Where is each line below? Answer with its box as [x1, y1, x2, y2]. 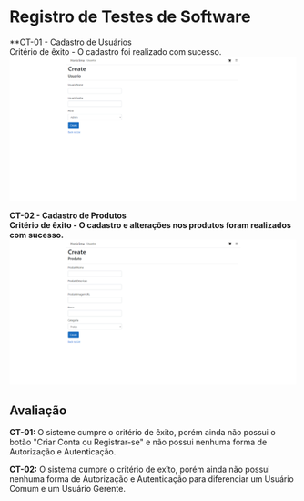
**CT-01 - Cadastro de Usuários [9, 37, 132, 47]
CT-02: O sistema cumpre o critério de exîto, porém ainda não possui [9, 464, 270, 475]
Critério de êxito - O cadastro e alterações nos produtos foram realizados [9, 220, 291, 231]
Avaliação [9, 402, 67, 418]
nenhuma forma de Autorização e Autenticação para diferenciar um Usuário [9, 474, 294, 485]
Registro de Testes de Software [9, 6, 251, 27]
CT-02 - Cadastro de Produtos [9, 210, 127, 221]
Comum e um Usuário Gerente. [9, 484, 126, 495]
